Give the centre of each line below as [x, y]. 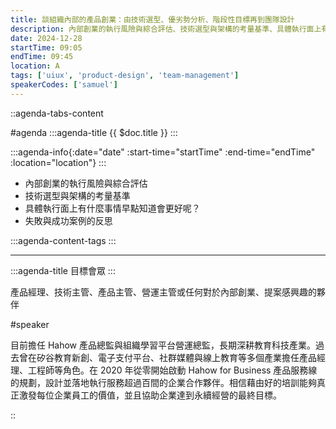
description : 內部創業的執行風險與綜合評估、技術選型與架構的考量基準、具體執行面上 [166, 29]
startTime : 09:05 [46, 47]
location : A [35, 66]
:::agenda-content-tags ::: [63, 240]
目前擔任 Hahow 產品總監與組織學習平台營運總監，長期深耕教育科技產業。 [163, 345]
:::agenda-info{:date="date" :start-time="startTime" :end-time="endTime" [163, 152]
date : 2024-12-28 [46, 38]
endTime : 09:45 [42, 57]
